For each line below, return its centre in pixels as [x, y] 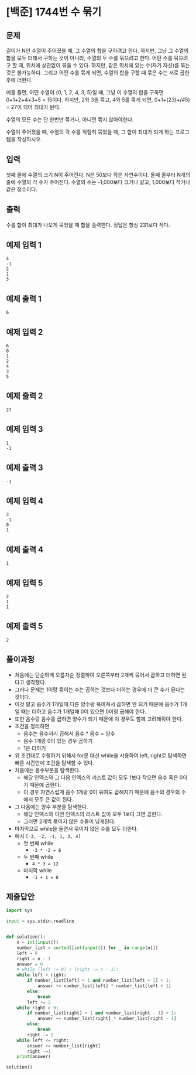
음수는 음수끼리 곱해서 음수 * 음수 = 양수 [69, 733]
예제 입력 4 [25, 501]
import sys [19, 911]
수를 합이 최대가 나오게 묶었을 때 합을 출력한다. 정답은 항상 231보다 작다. [88, 225]
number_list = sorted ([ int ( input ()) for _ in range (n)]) [87, 948]
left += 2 [39, 1002]
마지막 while [37, 870]
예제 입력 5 [25, 583]
